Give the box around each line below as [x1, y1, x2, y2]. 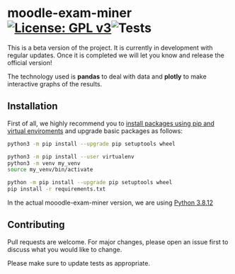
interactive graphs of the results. [7, 79, 103, 88]
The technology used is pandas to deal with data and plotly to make [7, 72, 207, 81]
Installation [7, 101, 58, 113]
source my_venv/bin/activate [7, 166, 93, 173]
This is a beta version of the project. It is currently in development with [7, 43, 214, 52]
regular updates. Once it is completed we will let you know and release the [7, 51, 224, 59]
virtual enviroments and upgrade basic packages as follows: [7, 126, 183, 135]
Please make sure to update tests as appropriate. [7, 258, 151, 267]
